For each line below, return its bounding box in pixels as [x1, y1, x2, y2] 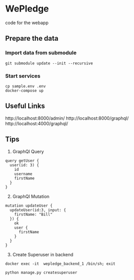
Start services [5, 72, 41, 79]
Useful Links [5, 102, 45, 111]
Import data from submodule [5, 49, 77, 56]
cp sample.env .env [5, 83, 46, 88]
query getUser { [5, 158, 39, 163]
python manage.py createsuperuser [5, 270, 78, 275]
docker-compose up [5, 88, 44, 93]
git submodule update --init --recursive [5, 61, 93, 66]
